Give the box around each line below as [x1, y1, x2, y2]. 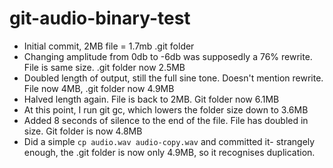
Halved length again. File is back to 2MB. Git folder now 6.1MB [23, 93, 280, 105]
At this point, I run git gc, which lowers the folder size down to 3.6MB [23, 103, 309, 116]
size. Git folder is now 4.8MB [23, 125, 143, 137]
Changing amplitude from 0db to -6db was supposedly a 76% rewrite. [23, 50, 313, 62]
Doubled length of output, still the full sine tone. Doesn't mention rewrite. [23, 72, 324, 84]
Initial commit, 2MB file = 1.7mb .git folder [23, 40, 195, 52]
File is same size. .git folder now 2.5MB [23, 61, 186, 73]
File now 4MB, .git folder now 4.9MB [23, 82, 175, 94]
